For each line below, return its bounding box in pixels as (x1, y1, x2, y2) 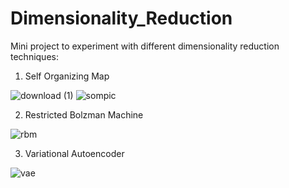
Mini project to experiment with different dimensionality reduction (10, 40, 280, 52)
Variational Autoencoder (24, 147, 125, 159)
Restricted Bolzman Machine (24, 108, 144, 121)
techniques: (10, 50, 59, 62)
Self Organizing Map (24, 70, 110, 82)
